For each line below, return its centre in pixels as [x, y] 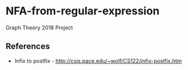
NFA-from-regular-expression [83, 11]
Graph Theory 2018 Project [39, 28]
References [28, 46]
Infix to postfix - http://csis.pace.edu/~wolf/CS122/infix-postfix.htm [98, 60]
